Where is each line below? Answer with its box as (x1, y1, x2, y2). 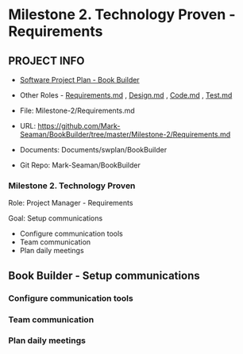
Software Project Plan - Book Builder (19, 75, 141, 84)
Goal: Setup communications (8, 214, 103, 223)
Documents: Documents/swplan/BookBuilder (19, 145, 168, 154)
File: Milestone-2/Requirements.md (19, 106, 135, 115)
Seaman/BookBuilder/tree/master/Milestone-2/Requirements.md (19, 129, 231, 139)
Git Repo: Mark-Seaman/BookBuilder (19, 160, 141, 170)
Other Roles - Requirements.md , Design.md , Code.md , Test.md (19, 90, 233, 100)
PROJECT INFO (8, 54, 85, 67)
